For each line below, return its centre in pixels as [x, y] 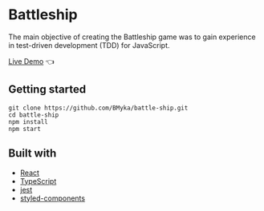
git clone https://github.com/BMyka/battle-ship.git [98, 108]
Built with [32, 153]
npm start [25, 129]
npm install [28, 121]
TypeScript [38, 181]
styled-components [53, 198]
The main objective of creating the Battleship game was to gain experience [132, 37]
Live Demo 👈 [31, 61]
